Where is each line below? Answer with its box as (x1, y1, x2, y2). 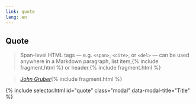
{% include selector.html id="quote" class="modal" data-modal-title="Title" (5, 87, 190, 94)
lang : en (5, 14, 27, 20)
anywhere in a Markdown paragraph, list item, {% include (20, 58, 159, 65)
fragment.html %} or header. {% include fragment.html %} (20, 64, 161, 71)
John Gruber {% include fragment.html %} (20, 76, 123, 83)
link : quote (5, 8, 35, 15)
